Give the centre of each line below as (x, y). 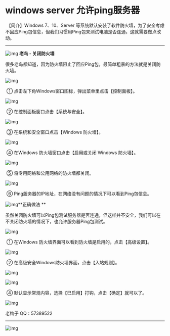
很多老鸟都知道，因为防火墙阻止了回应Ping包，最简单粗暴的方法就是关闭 (81, 64)
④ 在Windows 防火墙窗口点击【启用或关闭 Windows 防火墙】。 (72, 153)
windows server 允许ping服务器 (73, 10)
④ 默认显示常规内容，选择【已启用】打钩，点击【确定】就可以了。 (77, 293)
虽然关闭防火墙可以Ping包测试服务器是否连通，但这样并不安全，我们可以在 (83, 215)
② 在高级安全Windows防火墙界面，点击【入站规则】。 (63, 262)
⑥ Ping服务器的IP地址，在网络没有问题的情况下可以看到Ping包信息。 (79, 194)
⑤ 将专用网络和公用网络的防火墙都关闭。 (50, 173)
